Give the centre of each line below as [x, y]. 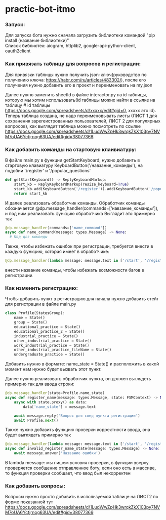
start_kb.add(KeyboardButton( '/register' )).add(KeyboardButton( [82, 189]
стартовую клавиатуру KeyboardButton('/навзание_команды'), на [74, 165]
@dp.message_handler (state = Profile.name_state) [55, 393]
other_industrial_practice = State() [53, 341]
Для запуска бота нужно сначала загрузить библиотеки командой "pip [80, 35]
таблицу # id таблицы [28, 105]
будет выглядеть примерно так [38, 435]
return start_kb [31, 194]
